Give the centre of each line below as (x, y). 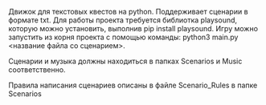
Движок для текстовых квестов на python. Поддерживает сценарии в (128, 12)
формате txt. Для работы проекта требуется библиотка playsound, (123, 20)
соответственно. (37, 70)
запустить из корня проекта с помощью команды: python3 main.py (123, 37)
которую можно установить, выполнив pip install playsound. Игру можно (133, 28)
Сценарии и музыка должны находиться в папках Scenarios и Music (125, 61)
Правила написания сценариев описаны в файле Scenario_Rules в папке (133, 85)
